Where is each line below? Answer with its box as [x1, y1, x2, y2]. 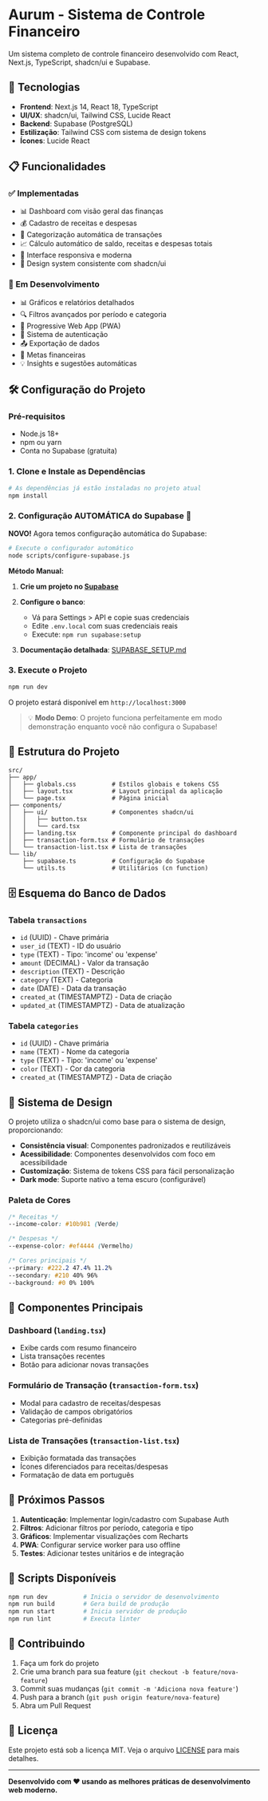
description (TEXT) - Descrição [19, 966, 125, 976]
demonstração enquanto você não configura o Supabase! [27, 721, 218, 732]
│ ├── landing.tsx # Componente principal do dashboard [8, 829, 238, 837]
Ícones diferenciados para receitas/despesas [19, 1462, 169, 1471]
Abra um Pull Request [19, 1700, 92, 1710]
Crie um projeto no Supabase [19, 581, 119, 591]
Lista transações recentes [19, 1351, 105, 1361]
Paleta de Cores [8, 1195, 71, 1206]
